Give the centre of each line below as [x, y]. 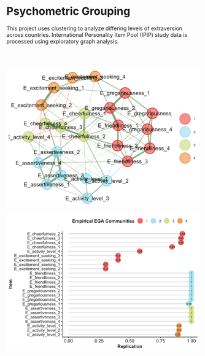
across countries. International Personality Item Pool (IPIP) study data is [97, 34]
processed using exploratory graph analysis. [63, 41]
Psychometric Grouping [68, 11]
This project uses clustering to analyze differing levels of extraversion [95, 28]
